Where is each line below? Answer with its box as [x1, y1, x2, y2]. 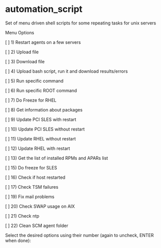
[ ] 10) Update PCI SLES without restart [5, 126, 85, 132]
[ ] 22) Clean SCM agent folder [5, 223, 68, 229]
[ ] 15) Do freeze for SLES [5, 164, 57, 170]
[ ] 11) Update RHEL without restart [5, 135, 76, 141]
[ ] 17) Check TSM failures [5, 184, 59, 190]
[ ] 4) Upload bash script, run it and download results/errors [5, 68, 128, 74]
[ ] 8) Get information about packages [5, 107, 83, 113]
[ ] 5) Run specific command [5, 78, 64, 84]
